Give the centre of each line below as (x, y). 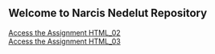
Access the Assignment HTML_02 (64, 32)
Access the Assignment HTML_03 (64, 41)
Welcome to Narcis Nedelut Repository (108, 13)
